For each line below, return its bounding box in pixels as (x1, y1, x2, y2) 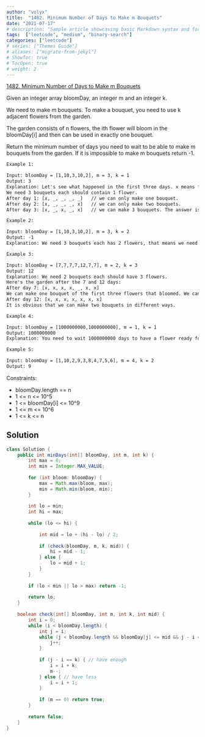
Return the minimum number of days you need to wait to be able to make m (6, 143, 196, 151)
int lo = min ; (28, 503, 64, 509)
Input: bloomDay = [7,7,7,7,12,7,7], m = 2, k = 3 (6, 262, 138, 268)
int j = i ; (38, 628, 67, 634)
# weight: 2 (6, 65, 37, 72)
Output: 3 (6, 178, 32, 184)
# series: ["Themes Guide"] (6, 43, 78, 50)
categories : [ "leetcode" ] (6, 37, 72, 43)
